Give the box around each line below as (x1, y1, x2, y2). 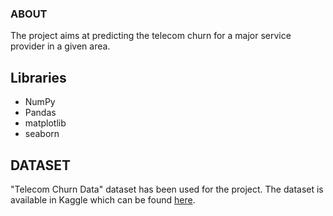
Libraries (10, 69, 67, 86)
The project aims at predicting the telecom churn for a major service (10, 30, 292, 42)
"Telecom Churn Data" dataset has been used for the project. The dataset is (10, 183, 324, 195)
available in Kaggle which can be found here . (10, 193, 196, 206)
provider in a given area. (10, 40, 111, 52)
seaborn (24, 128, 60, 140)
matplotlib (24, 117, 67, 129)
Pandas (24, 107, 57, 119)
